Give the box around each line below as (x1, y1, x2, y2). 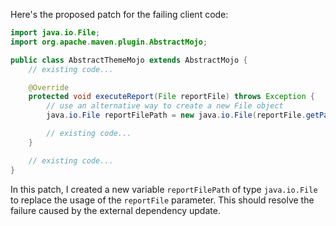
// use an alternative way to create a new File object (46, 101, 284, 111)
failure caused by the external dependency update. (10, 204, 221, 216)
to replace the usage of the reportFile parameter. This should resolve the (10, 194, 315, 206)
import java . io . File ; (10, 28, 101, 38)
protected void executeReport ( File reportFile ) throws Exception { (28, 92, 315, 102)
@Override (28, 82, 70, 93)
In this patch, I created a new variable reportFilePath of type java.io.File (10, 183, 318, 195)
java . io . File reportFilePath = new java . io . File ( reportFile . (46, 110, 307, 121)
